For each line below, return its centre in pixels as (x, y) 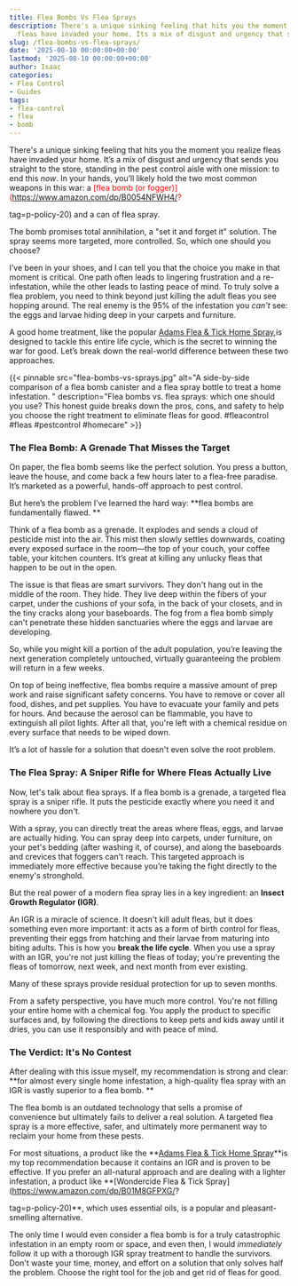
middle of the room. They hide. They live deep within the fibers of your (138, 594)
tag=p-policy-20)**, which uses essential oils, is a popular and (125, 1208)
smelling (24, 1217)
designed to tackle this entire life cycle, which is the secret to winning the (143, 341)
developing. (31, 632)
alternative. (62, 1217)
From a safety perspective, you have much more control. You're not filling (143, 1001)
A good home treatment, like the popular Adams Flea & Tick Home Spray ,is (145, 332)
